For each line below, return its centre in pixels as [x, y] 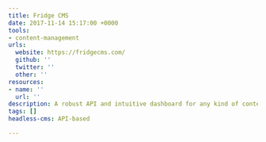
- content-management [44, 38]
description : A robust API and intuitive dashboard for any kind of [123, 104]
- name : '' [26, 89]
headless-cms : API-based [49, 119]
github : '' [33, 60]
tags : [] [23, 112]
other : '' [31, 75]
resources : [26, 82]
